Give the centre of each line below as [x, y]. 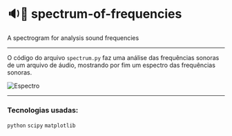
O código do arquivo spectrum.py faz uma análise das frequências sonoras [113, 57]
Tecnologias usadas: [43, 110]
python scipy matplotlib [41, 126]
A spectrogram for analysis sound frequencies [73, 38]
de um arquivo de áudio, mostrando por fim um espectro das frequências [112, 65]
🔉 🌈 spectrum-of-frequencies [95, 14]
